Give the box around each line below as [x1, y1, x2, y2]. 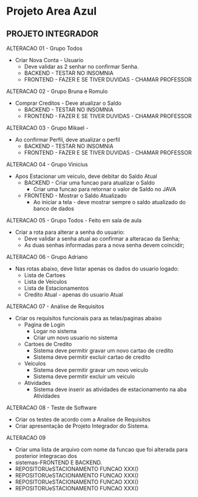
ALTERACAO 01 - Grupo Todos [6, 44, 83, 52]
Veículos [24, 360, 46, 367]
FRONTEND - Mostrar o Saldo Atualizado [24, 192, 127, 199]
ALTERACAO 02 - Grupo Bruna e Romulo [6, 88, 108, 95]
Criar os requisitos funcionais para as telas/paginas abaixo [15, 315, 162, 322]
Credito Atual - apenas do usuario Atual [24, 291, 123, 298]
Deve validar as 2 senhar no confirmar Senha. [24, 63, 139, 70]
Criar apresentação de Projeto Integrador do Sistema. [15, 422, 149, 429]
